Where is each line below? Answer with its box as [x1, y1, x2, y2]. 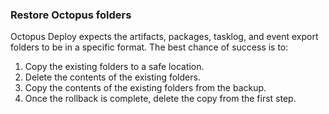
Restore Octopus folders [10, 8, 132, 22]
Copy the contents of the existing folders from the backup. [24, 82, 267, 94]
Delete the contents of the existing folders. [24, 71, 201, 83]
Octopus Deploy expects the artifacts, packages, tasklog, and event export [10, 31, 319, 43]
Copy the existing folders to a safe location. [24, 61, 205, 73]
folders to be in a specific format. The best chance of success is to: [10, 41, 289, 53]
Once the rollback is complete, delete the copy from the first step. [24, 93, 297, 105]
